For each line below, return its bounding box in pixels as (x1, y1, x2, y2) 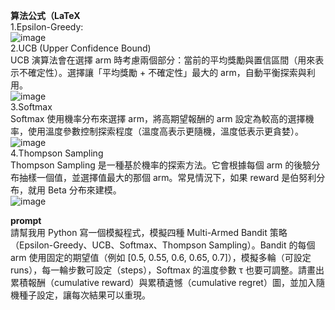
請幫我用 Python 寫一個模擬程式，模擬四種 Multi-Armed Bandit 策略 (10, 227, 288, 238)
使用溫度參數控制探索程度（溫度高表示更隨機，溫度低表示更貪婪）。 (27, 125, 304, 137)
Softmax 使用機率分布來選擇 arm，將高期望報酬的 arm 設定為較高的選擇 (10, 113, 306, 124)
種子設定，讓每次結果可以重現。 (18, 289, 151, 301)
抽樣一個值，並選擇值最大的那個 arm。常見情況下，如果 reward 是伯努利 (18, 172, 317, 183)
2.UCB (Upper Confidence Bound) (10, 42, 152, 54)
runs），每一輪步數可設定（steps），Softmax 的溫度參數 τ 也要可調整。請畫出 (10, 264, 325, 276)
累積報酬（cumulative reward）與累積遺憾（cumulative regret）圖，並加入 (10, 277, 317, 288)
